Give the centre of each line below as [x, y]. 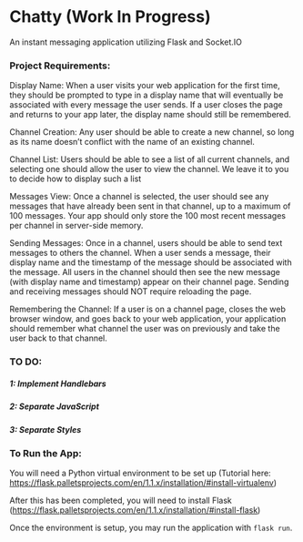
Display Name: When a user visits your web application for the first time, [145, 86]
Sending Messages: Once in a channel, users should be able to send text [146, 243]
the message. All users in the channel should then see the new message [145, 272]
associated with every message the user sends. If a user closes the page [146, 105]
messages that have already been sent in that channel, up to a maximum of [150, 206]
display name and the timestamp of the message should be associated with [151, 262]
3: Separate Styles [45, 429]
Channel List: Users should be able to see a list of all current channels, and [150, 159]
